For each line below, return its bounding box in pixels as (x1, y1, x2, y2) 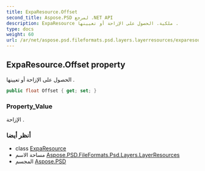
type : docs (6, 26, 34, 32)
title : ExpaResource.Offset (6, 9, 78, 15)
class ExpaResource (15, 145, 67, 152)
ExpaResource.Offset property (6, 60, 126, 70)
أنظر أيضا (6, 131, 31, 139)
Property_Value (6, 102, 53, 110)
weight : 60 (6, 32, 34, 38)
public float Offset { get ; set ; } (6, 88, 97, 94)
